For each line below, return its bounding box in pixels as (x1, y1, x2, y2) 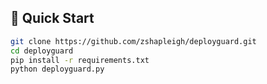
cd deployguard (10, 46, 74, 56)
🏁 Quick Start (10, 10, 95, 27)
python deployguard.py (10, 64, 105, 75)
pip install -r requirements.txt (10, 55, 150, 65)
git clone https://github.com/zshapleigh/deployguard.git (10, 36, 257, 46)
